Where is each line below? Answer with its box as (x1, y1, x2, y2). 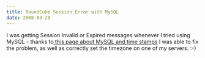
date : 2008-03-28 (6, 15, 51, 21)
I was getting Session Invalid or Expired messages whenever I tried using (6, 31, 191, 38)
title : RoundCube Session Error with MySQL (6, 9, 119, 15)
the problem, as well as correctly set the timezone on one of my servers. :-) (6, 44, 196, 52)
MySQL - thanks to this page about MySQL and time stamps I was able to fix (6, 38, 199, 45)
